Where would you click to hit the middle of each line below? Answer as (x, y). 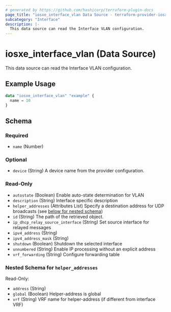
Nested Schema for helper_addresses (52, 267)
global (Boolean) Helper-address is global (57, 294)
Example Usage (31, 84)
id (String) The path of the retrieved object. (58, 216)
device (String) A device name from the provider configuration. (78, 171)
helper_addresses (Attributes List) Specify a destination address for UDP (88, 206)
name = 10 (20, 100)
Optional (16, 160)
